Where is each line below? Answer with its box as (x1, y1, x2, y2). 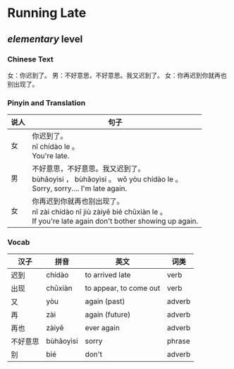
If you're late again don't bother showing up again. (32, 217, 199, 226)
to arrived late (85, 270, 131, 280)
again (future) (85, 310, 131, 320)
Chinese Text (7, 54, 54, 64)
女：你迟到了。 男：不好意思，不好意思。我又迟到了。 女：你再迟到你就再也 (7, 71, 227, 79)
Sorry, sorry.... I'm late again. (32, 183, 128, 193)
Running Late (7, 5, 87, 21)
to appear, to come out (85, 284, 161, 294)
